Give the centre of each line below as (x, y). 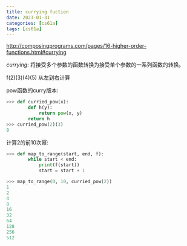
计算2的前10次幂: (28, 142)
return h (39, 118)
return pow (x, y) (61, 113)
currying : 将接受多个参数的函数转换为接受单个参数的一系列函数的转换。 (95, 65)
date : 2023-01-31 (28, 18)
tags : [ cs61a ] (24, 29)
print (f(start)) (59, 165)
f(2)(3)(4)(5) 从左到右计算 (38, 78)
